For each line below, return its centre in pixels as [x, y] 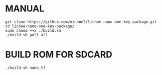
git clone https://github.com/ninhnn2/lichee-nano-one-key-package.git [81, 22]
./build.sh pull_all [27, 35]
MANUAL [25, 9]
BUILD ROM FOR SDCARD [59, 55]
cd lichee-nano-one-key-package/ [40, 26]
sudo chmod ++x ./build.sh [33, 30]
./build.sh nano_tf [25, 68]
